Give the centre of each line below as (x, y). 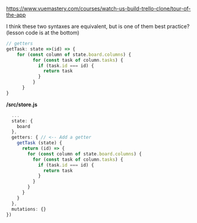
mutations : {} (29, 209)
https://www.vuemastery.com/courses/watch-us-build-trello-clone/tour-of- (99, 9)
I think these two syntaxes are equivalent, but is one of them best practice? (98, 26)
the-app (16, 15)
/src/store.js (22, 104)
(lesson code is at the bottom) (43, 33)
